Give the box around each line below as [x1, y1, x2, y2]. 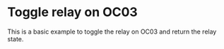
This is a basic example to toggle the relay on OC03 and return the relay [7, 27, 217, 36]
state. [7, 34, 24, 43]
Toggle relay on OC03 [7, 4, 138, 20]
